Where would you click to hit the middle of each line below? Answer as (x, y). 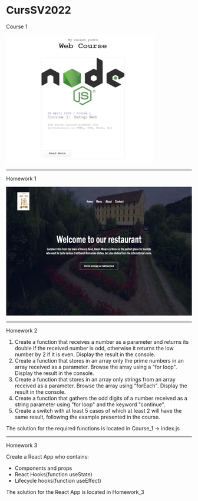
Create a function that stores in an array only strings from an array (95, 379)
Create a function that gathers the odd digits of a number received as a (101, 398)
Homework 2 (22, 330)
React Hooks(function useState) (53, 474)
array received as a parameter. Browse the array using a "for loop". (96, 367)
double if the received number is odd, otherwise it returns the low (94, 348)
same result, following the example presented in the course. (87, 417)
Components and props (43, 468)
